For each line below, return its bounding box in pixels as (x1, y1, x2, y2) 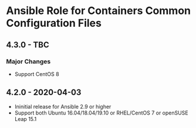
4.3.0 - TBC (6, 40, 49, 50)
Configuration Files (6, 16, 102, 30)
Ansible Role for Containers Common (6, 4, 191, 18)
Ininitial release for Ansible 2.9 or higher (14, 103, 111, 110)
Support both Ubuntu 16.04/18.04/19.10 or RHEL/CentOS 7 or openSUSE (14, 109, 189, 116)
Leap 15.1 (14, 115, 37, 122)
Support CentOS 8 (14, 70, 60, 77)
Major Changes (6, 57, 51, 65)
